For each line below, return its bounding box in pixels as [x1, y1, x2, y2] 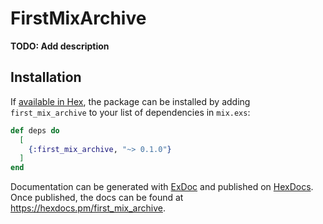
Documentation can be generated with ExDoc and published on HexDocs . [10, 181, 314, 193]
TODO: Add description [10, 40, 110, 52]
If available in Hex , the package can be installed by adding [10, 95, 251, 107]
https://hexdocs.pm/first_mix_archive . [10, 202, 166, 214]
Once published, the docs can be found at [10, 192, 184, 204]
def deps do [10, 125, 60, 136]
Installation [10, 69, 82, 86]
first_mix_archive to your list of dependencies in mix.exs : [10, 106, 251, 118]
